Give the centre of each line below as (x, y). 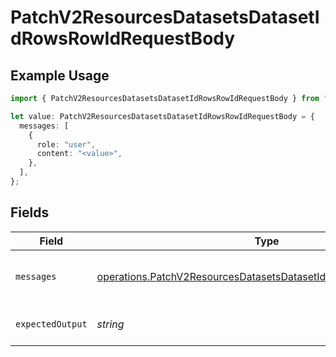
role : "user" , (66, 144)
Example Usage (60, 75)
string (110, 324)
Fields (30, 212)
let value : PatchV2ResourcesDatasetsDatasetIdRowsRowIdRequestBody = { (162, 116)
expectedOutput (51, 324)
